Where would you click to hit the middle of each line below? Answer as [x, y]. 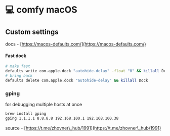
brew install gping [26, 114]
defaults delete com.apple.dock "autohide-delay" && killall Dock [77, 80]
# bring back [19, 76]
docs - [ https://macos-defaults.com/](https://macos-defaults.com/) [76, 44]
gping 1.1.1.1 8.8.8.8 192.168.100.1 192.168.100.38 [62, 118]
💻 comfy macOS [41, 10]
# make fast [18, 66]
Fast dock [16, 56]
